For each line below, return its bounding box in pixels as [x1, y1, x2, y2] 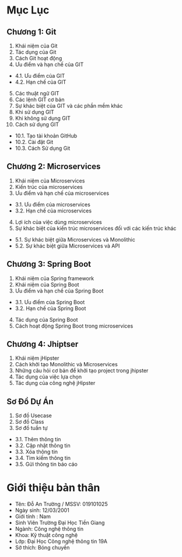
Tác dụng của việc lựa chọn [15, 373, 82, 380]
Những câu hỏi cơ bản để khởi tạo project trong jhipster [15, 367, 149, 374]
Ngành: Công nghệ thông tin [15, 525, 84, 532]
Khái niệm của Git [15, 42, 58, 49]
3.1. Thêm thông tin [15, 436, 61, 443]
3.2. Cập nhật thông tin [15, 442, 71, 449]
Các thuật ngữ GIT [15, 90, 60, 97]
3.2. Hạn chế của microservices [15, 207, 92, 214]
